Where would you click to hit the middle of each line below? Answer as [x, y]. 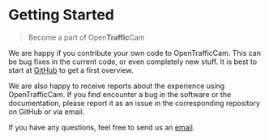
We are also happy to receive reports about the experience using [117, 86]
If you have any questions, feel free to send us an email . [102, 127]
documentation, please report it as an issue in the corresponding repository [134, 103]
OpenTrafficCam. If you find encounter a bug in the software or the [120, 94]
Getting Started [62, 15]
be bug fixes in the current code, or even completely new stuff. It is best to [133, 62]
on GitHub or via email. [47, 112]
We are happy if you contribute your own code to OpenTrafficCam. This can [135, 53]
